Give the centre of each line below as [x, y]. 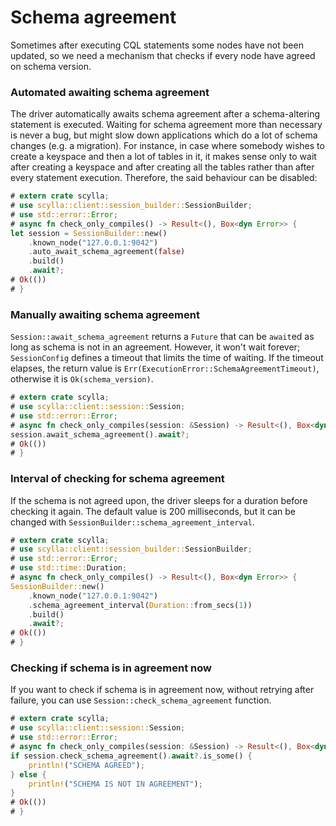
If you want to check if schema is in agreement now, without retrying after [162, 690]
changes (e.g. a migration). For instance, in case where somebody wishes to [167, 146]
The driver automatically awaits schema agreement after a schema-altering [165, 114]
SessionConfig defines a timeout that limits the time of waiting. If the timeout [167, 358]
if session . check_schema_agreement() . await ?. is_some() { [131, 756]
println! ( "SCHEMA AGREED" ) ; [86, 765]
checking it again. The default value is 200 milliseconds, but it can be [153, 511]
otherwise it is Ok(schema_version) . [82, 379]
